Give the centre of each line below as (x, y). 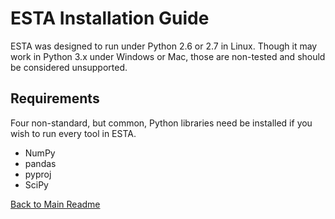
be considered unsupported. (69, 67)
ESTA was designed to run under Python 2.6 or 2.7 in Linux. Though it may (164, 46)
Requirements (55, 98)
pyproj (38, 174)
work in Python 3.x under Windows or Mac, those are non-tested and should (168, 56)
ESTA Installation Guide (110, 18)
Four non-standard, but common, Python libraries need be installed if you (161, 123)
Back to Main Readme (55, 204)
